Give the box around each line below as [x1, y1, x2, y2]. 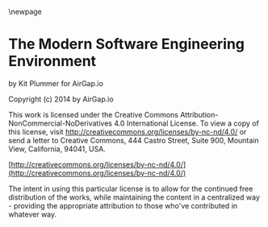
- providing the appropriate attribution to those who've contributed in [8, 200, 238, 210]
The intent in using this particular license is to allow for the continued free [8, 184, 253, 193]
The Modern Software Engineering [8, 35, 245, 53]
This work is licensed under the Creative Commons [8, 109, 179, 119]
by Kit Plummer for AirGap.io [8, 78, 103, 88]
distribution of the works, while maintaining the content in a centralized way [8, 192, 261, 202]
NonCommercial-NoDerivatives [8, 118, 113, 128]
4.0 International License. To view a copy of [114, 118, 260, 128]
